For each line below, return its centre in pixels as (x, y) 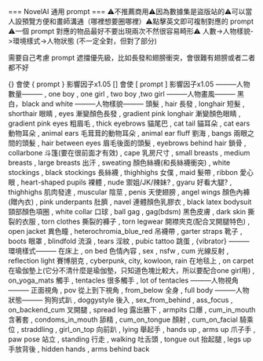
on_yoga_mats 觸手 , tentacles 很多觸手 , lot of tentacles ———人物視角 (124, 280)
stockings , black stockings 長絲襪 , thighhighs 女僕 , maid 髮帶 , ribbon (123, 172)
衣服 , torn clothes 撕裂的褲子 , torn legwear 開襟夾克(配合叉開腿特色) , (135, 221)
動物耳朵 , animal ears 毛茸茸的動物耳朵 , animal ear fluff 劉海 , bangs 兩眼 (128, 133)
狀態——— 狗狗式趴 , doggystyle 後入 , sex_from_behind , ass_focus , (121, 300)
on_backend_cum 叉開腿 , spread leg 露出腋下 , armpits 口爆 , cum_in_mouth (132, 310)
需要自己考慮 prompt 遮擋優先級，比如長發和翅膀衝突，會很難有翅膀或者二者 (132, 58)
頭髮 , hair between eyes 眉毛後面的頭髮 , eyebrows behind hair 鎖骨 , (134, 143)
